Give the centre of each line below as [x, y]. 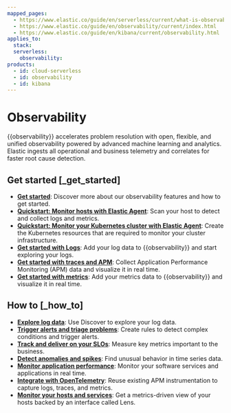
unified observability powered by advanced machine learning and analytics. [114, 144]
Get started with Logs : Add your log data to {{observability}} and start [117, 247]
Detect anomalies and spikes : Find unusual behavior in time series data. [120, 358]
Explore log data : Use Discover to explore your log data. [97, 322]
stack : [23, 45]
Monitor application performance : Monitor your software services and [118, 366]
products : [21, 64]
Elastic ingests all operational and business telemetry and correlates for [108, 151]
